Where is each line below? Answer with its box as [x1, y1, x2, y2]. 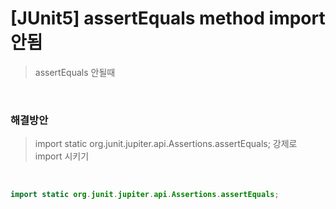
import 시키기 [34, 150, 90, 162]
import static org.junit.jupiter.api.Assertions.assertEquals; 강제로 [34, 138, 298, 150]
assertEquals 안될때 [34, 66, 116, 78]
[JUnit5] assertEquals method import [10, 7, 326, 30]
